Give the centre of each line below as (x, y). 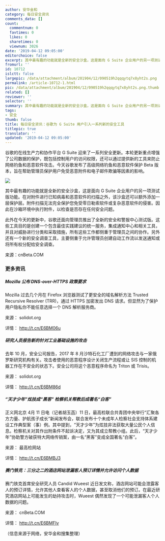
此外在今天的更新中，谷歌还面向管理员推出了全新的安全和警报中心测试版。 (80, 220)
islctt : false (20, 74)
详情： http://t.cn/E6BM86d (33, 387)
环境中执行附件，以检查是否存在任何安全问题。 (69, 209)
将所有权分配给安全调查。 (31, 244)
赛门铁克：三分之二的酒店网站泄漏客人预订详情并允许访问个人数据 (72, 470)
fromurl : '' (17, 65)
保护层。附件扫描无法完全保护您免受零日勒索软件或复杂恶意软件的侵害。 (82, 203)
